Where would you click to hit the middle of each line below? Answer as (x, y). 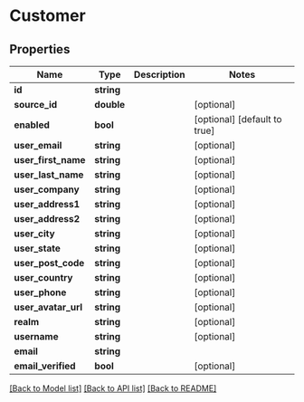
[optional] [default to (238, 119)
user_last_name (49, 175)
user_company (47, 189)
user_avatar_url (48, 307)
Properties (40, 49)
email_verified (45, 366)
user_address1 (47, 204)
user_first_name (50, 160)
